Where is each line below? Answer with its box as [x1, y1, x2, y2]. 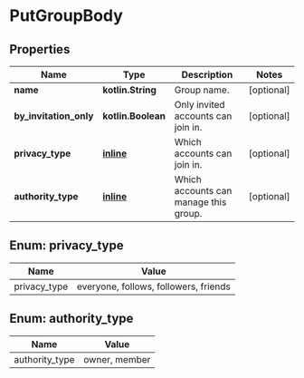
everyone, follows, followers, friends [76, 280, 231, 293]
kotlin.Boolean [102, 110, 166, 122]
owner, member [83, 353, 151, 365]
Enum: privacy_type [9, 237, 124, 254]
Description [181, 69, 233, 81]
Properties [9, 42, 71, 57]
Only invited [174, 99, 225, 111]
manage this [174, 196, 227, 208]
